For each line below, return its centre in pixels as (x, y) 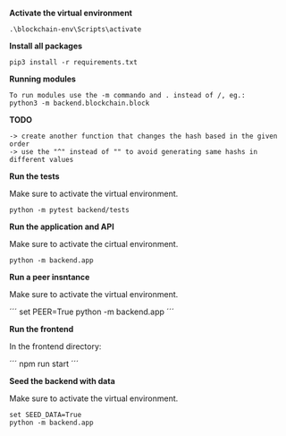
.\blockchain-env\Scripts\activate (76, 30)
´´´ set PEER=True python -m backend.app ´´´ (92, 312)
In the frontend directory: (55, 346)
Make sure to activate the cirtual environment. (94, 244)
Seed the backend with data (63, 381)
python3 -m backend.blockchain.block (80, 103)
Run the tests (34, 176)
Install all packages (46, 46)
